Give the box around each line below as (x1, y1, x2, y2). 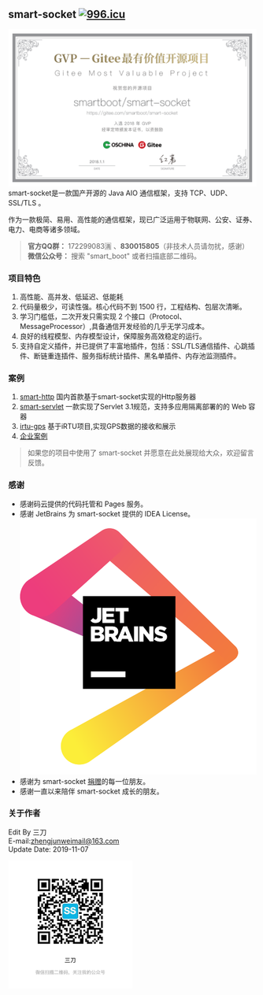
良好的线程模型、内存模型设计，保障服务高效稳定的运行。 (19, 331, 206, 341)
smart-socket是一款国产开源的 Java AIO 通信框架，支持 (8, 188, 188, 198)
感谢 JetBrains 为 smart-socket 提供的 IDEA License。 (19, 509, 195, 518)
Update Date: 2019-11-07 (8, 844, 89, 854)
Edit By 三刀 (8, 827, 47, 837)
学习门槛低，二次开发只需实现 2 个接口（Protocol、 (19, 312, 187, 321)
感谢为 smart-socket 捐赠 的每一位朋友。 (19, 776, 150, 786)
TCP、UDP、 (189, 188, 232, 198)
